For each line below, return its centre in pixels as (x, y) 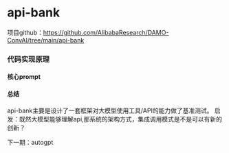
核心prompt (24, 77)
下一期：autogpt (30, 142)
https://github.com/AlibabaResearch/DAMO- (106, 32)
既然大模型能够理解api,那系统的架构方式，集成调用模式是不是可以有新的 (120, 119)
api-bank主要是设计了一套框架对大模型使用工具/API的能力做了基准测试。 (110, 110)
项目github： (25, 32)
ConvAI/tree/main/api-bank (46, 40)
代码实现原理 (29, 59)
